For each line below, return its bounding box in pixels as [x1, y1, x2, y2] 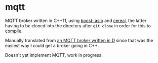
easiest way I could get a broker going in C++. [5, 42, 99, 48]
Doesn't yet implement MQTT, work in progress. [5, 52, 103, 58]
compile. [5, 28, 23, 34]
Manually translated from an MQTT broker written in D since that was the [5, 37, 154, 43]
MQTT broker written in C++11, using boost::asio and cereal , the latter [5, 18, 147, 23]
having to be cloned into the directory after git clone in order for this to [5, 22, 151, 28]
